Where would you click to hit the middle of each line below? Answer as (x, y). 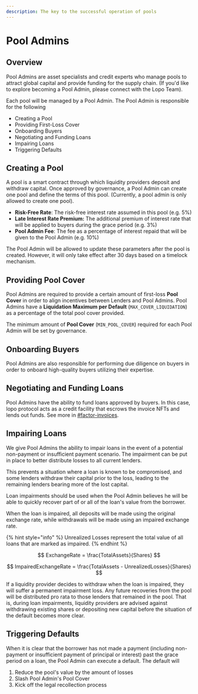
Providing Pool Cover (46, 280)
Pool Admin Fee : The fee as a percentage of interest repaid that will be (100, 231)
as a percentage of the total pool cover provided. (65, 313)
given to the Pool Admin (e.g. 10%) (57, 238)
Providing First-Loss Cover (47, 124)
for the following (26, 107)
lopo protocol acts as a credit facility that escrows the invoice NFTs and (93, 409)
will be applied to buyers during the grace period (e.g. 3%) (86, 225)
